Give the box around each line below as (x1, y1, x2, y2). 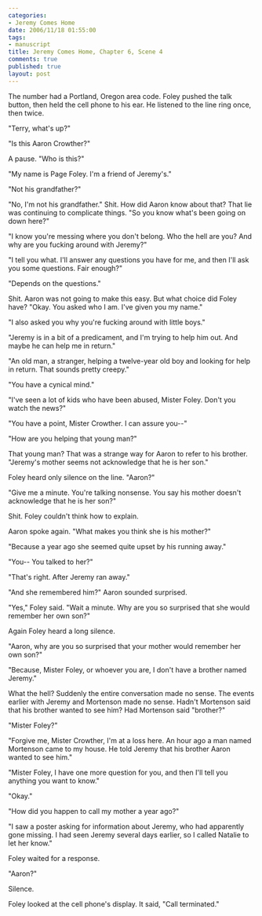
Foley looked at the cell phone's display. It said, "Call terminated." (8, 899, 220, 908)
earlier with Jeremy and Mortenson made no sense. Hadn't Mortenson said (8, 697, 251, 706)
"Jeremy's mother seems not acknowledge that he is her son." (8, 457, 209, 467)
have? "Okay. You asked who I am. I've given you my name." (8, 302, 203, 311)
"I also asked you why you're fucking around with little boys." (8, 317, 206, 327)
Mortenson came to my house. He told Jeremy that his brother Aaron (8, 744, 231, 753)
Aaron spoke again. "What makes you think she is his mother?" (8, 526, 212, 536)
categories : (8, 11, 47, 20)
